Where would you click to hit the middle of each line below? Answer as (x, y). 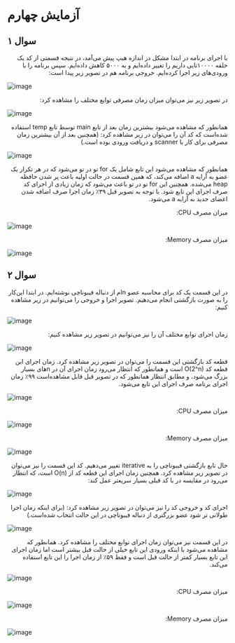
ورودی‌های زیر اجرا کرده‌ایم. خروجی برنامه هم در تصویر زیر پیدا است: (138, 73)
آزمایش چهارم (43, 15)
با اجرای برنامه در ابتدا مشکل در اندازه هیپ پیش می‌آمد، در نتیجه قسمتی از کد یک (122, 57)
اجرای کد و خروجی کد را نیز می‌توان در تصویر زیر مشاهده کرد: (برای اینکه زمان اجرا (119, 507)
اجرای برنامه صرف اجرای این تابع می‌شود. (173, 384)
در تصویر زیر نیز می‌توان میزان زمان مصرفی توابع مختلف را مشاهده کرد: (134, 100)
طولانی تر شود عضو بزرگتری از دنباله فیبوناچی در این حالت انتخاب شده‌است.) (127, 515)
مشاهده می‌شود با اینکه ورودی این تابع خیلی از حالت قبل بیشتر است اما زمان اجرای (120, 549)
